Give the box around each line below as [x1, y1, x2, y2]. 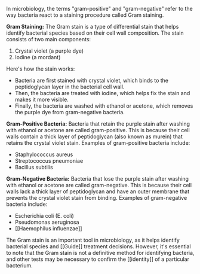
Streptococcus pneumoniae [14, 157, 84, 164]
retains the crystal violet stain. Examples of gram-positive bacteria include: [6, 139, 190, 146]
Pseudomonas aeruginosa [14, 218, 79, 226]
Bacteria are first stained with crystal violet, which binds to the [14, 77, 169, 84]
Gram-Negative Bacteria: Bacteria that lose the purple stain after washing [6, 175, 189, 182]
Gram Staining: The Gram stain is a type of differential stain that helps [6, 23, 179, 30]
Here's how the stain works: [6, 65, 75, 72]
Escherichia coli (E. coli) [14, 212, 75, 219]
